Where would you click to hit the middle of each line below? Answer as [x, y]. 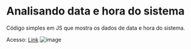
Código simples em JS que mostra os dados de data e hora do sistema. [96, 28]
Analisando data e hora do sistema [95, 11]
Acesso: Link [23, 39]
